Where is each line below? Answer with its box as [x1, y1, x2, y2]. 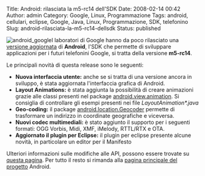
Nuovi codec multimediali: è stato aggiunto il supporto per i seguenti [15, 119, 190, 126]
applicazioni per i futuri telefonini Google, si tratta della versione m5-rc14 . [6, 50, 193, 57]
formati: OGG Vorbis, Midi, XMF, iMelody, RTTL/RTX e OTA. [15, 125, 165, 132]
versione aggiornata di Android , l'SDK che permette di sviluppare [6, 43, 171, 50]
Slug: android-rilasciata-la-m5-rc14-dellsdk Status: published [6, 24, 161, 32]
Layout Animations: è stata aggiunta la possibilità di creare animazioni [15, 86, 194, 94]
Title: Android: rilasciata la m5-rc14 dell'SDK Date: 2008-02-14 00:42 [6, 5, 181, 12]
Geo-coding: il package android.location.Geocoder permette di [15, 106, 175, 112]
